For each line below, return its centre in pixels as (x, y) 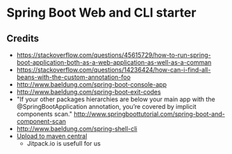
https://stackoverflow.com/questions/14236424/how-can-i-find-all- (114, 70)
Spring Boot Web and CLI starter (101, 13)
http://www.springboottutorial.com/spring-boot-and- (149, 114)
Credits (23, 38)
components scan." (44, 114)
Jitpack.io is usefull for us (64, 143)
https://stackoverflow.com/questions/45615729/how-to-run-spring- (114, 55)
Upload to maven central (52, 136)
